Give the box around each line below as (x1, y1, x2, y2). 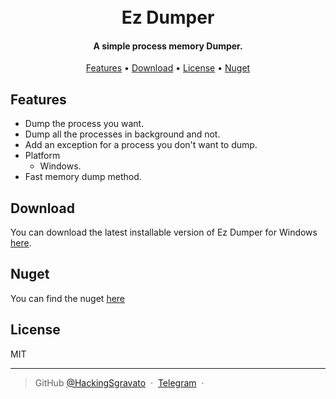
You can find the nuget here (10, 292, 126, 304)
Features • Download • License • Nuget (85, 62, 251, 74)
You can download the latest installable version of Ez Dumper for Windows (10, 226, 318, 239)
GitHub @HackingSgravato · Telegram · (34, 376, 205, 389)
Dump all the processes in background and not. (24, 128, 221, 140)
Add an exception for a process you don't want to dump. (24, 139, 258, 151)
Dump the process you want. (24, 118, 145, 130)
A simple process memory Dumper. (93, 40, 243, 52)
